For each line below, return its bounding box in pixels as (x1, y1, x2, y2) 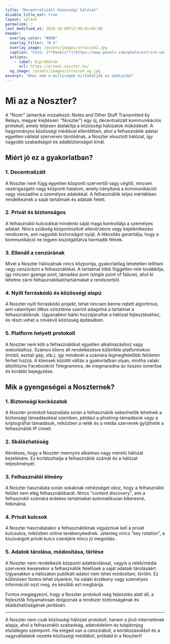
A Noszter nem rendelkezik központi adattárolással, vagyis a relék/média (5, 560, 157, 566)
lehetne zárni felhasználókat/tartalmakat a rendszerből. (5, 277, 120, 283)
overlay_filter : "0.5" (10, 41, 58, 46)
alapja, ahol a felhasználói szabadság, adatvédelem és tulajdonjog (5, 622, 143, 628)
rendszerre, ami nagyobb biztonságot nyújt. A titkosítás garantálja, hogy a (5, 231, 159, 237)
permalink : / (5, 21, 33, 27)
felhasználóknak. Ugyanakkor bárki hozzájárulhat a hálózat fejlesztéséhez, (5, 312, 161, 318)
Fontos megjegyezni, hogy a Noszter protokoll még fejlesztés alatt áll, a (5, 591, 154, 597)
